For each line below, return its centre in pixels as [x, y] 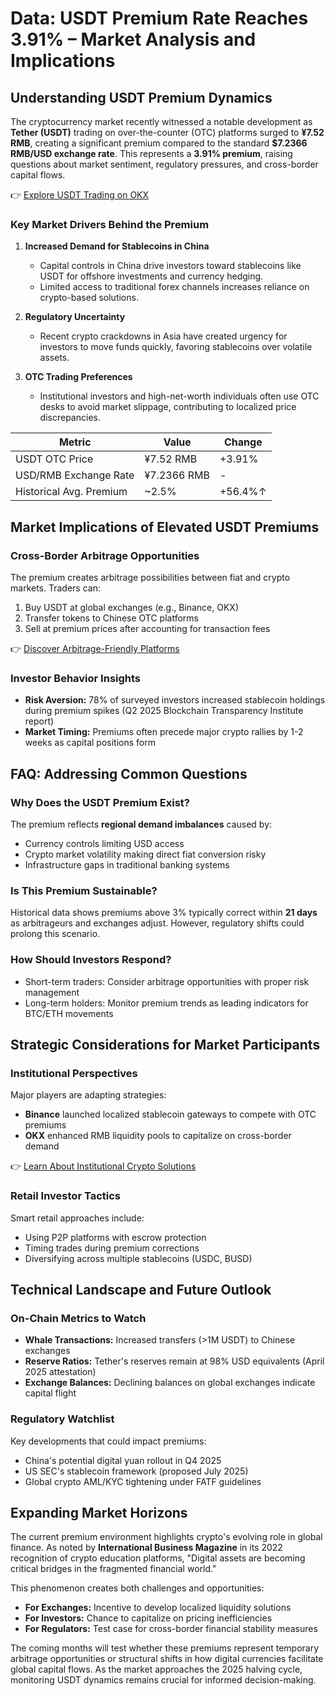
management [52, 992]
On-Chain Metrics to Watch [78, 1318]
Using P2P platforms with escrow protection [115, 1237]
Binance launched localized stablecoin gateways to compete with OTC [170, 1114]
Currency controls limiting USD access [104, 843]
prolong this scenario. [55, 934]
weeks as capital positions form [90, 743]
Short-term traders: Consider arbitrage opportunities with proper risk [167, 981]
